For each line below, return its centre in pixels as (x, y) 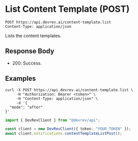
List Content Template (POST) (67, 9)
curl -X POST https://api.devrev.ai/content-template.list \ (69, 90)
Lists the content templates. (33, 35)
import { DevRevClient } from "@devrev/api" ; (52, 120)
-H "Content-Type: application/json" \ (57, 99)
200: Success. (27, 63)
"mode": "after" (26, 107)
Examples (20, 79)
